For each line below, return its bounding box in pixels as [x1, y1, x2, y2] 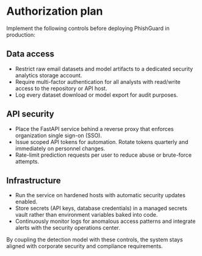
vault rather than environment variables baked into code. [15, 211, 158, 219]
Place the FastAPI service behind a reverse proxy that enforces [15, 125, 174, 132]
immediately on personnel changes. [15, 145, 106, 152]
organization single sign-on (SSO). [15, 132, 103, 139]
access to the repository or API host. [15, 85, 107, 92]
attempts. [15, 157, 40, 165]
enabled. [15, 198, 38, 206]
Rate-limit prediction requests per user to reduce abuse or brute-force [15, 151, 192, 159]
